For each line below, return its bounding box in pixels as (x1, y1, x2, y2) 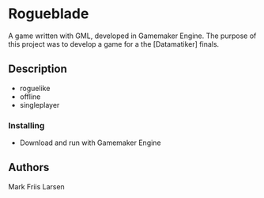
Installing (8, 120, 45, 131)
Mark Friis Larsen (8, 181, 65, 191)
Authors (8, 161, 50, 174)
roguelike (19, 83, 51, 93)
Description (8, 63, 67, 76)
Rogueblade (8, 5, 89, 23)
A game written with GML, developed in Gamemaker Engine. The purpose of (8, 31, 257, 40)
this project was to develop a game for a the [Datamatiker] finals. (8, 39, 220, 48)
